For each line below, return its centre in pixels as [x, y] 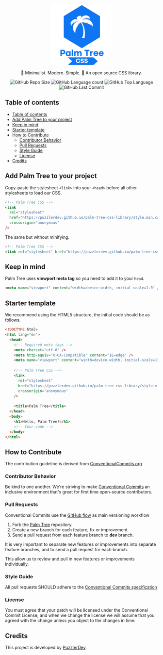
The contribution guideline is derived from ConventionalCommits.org [73, 464]
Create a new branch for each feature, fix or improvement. [70, 530]
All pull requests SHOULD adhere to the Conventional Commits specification [81, 587]
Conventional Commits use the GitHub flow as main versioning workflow [77, 515]
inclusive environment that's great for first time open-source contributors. [79, 492]
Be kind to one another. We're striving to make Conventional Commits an [78, 487]
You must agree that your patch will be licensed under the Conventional [76, 610]
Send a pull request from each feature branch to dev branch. [73, 535]
